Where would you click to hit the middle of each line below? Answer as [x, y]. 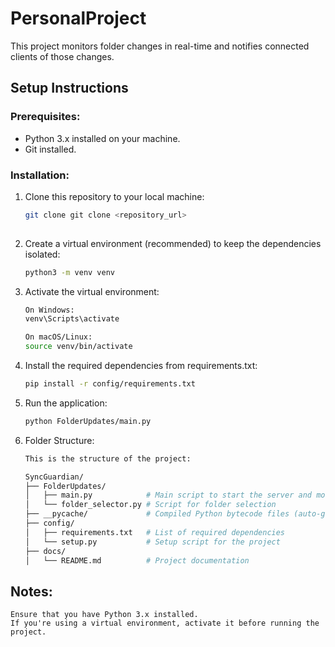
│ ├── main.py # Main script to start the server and [168, 495]
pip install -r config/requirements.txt [110, 384]
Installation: [40, 175]
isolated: [42, 254]
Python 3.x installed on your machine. [102, 138]
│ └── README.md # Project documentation [137, 560]
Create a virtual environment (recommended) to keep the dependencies [173, 243]
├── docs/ [45, 551]
